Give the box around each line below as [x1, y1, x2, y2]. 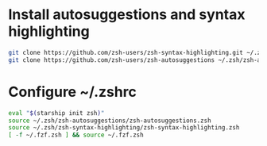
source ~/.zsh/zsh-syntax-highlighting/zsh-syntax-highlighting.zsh [8, 124, 240, 132]
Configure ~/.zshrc [8, 83, 137, 101]
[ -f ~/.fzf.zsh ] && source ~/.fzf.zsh [8, 131, 145, 140]
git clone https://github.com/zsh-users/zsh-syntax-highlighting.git [8, 48, 244, 56]
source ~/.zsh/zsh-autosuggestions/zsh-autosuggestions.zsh [8, 117, 212, 125]
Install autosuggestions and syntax [8, 6, 246, 24]
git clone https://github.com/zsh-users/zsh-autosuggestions [8, 56, 215, 64]
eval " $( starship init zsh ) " [8, 109, 105, 117]
